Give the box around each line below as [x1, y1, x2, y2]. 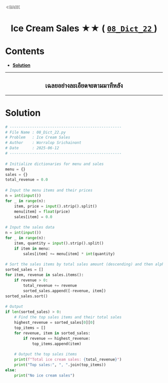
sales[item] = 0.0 [14, 214, 52, 220]
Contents [5, 46, 45, 57]
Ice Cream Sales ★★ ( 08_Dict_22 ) [10, 23, 157, 34]
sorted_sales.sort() [5, 293, 48, 299]
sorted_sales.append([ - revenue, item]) [23, 288, 106, 293]
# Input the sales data [5, 225, 55, 230]
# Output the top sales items [14, 352, 77, 357]
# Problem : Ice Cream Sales [5, 135, 70, 140]
